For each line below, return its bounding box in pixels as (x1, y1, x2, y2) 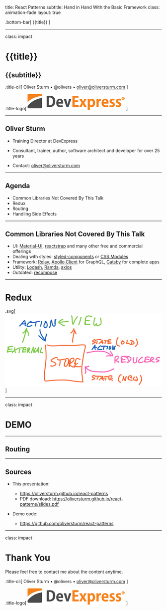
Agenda (5, 182, 30, 190)
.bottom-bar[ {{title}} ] (5, 19, 51, 25)
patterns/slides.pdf (19, 501, 59, 507)
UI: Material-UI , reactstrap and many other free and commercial (12, 243, 143, 249)
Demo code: (12, 511, 38, 517)
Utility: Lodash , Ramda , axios (12, 264, 72, 270)
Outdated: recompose (12, 269, 58, 276)
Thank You (5, 552, 51, 564)
